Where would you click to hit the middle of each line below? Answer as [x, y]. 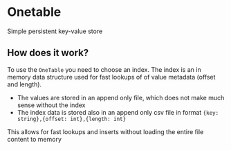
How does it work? [48, 53]
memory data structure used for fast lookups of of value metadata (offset [111, 77]
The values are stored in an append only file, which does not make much [121, 97]
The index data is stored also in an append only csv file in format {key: [118, 112]
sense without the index [51, 105]
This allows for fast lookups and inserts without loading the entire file [105, 131]
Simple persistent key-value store [55, 31]
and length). [25, 84]
